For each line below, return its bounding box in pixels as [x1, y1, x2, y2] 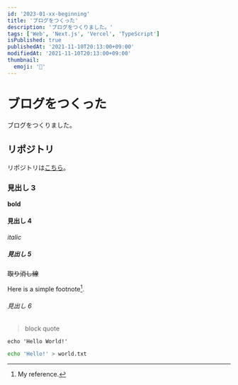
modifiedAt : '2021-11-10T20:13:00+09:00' [7, 50, 132, 57]
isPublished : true [7, 37, 62, 44]
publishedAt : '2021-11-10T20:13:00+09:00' [7, 43, 135, 50]
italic [7, 233, 22, 241]
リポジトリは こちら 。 [7, 164, 69, 172]
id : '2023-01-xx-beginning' [7, 10, 91, 18]
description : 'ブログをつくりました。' [7, 23, 113, 30]
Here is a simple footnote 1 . [7, 283, 85, 293]
